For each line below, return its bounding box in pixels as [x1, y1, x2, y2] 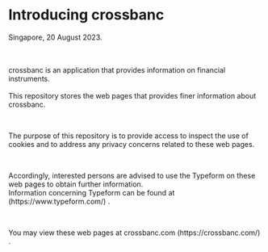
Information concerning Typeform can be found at [8, 187, 175, 197]
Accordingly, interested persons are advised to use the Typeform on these [8, 170, 256, 180]
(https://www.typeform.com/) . [8, 196, 111, 206]
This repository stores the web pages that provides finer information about [8, 90, 257, 100]
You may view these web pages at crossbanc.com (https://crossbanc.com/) [8, 228, 261, 237]
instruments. [8, 73, 50, 83]
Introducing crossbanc [8, 6, 165, 24]
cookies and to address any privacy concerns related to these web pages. [8, 139, 255, 149]
